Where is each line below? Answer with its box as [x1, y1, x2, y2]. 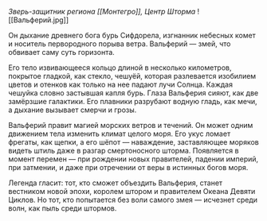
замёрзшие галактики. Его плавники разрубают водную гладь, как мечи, [8, 97, 257, 106]
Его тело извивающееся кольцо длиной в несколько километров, [8, 63, 233, 72]
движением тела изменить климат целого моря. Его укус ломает [8, 129, 231, 138]
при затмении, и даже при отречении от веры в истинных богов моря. [8, 163, 249, 172]
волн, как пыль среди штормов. [8, 204, 117, 213]
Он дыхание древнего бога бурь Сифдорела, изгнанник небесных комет [8, 31, 257, 40]
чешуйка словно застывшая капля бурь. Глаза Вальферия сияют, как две [8, 88, 259, 98]
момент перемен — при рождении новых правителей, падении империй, [8, 154, 259, 164]
